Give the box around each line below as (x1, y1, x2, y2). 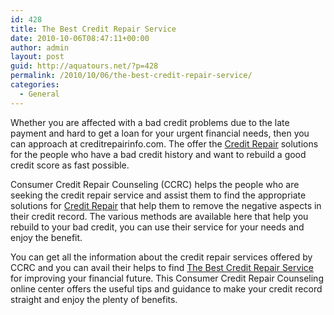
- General (19, 89, 60, 99)
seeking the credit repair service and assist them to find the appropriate (10, 189, 307, 201)
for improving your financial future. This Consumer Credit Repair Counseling (10, 272, 324, 284)
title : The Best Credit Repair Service (10, 24, 177, 34)
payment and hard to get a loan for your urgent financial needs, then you (10, 127, 310, 139)
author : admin (10, 42, 70, 53)
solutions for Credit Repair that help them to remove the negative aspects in (10, 199, 322, 211)
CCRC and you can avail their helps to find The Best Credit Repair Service (10, 261, 314, 273)
